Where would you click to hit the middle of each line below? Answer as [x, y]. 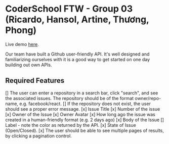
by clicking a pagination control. [38, 136]
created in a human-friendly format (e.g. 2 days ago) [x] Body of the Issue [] [85, 120]
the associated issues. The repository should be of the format [70, 98]
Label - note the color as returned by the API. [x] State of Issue [71, 125]
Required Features [35, 81]
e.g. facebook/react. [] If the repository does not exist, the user [85, 104]
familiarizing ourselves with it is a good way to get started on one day [78, 59]
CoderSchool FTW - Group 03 [69, 9]
